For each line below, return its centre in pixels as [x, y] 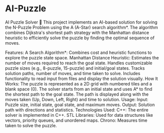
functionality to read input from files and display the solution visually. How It [82, 79]
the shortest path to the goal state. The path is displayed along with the [77, 94]
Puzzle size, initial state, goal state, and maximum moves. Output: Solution [80, 105]
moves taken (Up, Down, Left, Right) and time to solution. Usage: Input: [77, 99]
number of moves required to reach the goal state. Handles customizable [79, 63]
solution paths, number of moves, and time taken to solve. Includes [73, 73]
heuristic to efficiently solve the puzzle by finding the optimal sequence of [80, 38]
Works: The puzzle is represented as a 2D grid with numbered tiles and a [79, 83]
